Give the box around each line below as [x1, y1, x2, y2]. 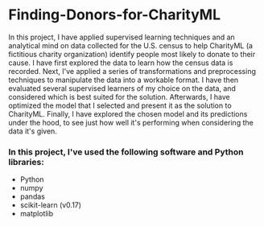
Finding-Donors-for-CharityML [8, 6, 221, 24]
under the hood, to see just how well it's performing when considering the [8, 117, 254, 127]
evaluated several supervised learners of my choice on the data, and [8, 83, 236, 93]
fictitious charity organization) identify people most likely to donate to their [8, 49, 256, 59]
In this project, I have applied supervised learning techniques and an [8, 32, 235, 42]
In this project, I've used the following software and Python [8, 146, 244, 158]
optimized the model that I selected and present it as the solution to [8, 101, 232, 110]
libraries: [8, 156, 44, 167]
